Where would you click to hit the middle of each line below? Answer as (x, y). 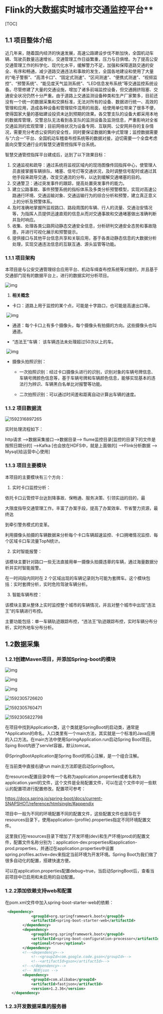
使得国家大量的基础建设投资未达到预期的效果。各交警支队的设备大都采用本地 (81, 114)
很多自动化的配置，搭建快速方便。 (39, 861)
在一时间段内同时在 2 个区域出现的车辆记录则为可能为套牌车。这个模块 (76, 578)
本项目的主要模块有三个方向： (35, 477)
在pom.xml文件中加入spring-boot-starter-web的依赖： (59, 902)
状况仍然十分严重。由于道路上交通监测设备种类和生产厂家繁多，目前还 (88, 95)
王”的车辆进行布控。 (25, 611)
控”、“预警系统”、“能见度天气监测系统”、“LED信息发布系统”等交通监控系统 (79, 83)
